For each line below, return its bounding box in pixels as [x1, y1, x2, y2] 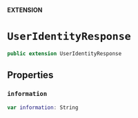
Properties [7, 69, 54, 81]
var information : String [7, 104, 79, 111]
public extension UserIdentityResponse [7, 50, 122, 57]
